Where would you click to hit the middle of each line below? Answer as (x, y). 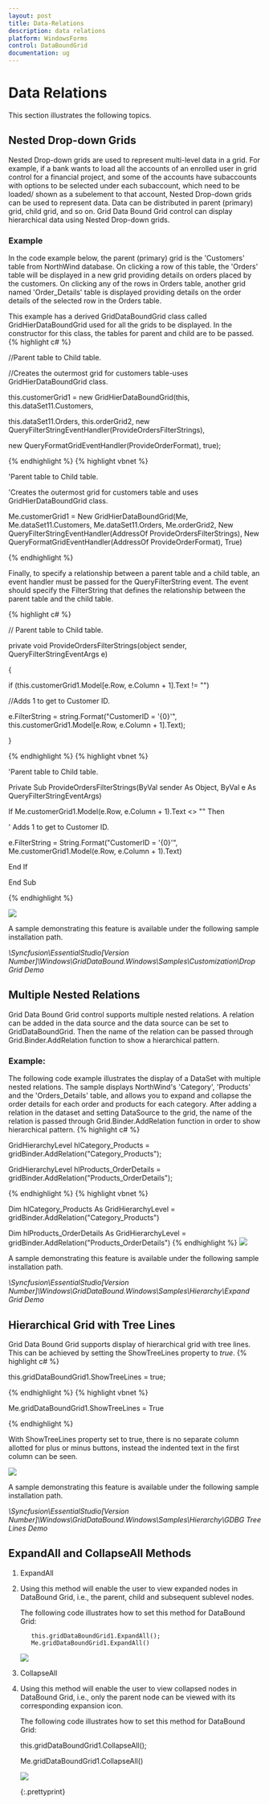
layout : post (30, 16)
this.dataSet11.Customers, (51, 406)
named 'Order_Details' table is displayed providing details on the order (125, 292)
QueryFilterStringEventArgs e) (58, 654)
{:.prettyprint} (43, 1791)
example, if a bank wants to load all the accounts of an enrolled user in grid (132, 168)
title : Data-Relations (46, 23)
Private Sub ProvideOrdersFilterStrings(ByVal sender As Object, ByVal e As (132, 787)
